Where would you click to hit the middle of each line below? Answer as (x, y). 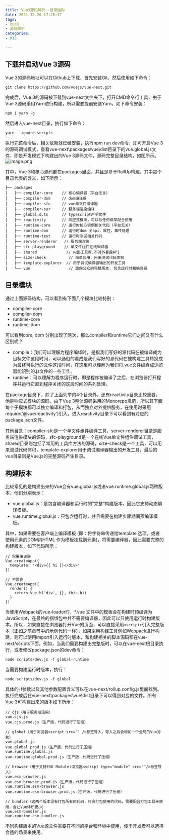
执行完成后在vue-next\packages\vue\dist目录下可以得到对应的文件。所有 (81, 696)
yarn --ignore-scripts (29, 133)
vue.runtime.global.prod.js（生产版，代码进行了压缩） (59, 757)
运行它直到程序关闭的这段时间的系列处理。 (66, 384)
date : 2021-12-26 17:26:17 (34, 15)
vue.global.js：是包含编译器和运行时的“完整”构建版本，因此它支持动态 (85, 504)
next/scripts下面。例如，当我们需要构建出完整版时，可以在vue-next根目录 (82, 643)
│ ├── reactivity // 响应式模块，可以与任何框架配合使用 (69, 220)
